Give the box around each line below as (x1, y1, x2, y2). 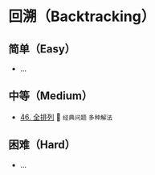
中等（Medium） (8, 90, 93, 103)
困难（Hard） (8, 138, 76, 152)
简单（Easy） (8, 42, 76, 56)
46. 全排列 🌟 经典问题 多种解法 (19, 112, 113, 122)
